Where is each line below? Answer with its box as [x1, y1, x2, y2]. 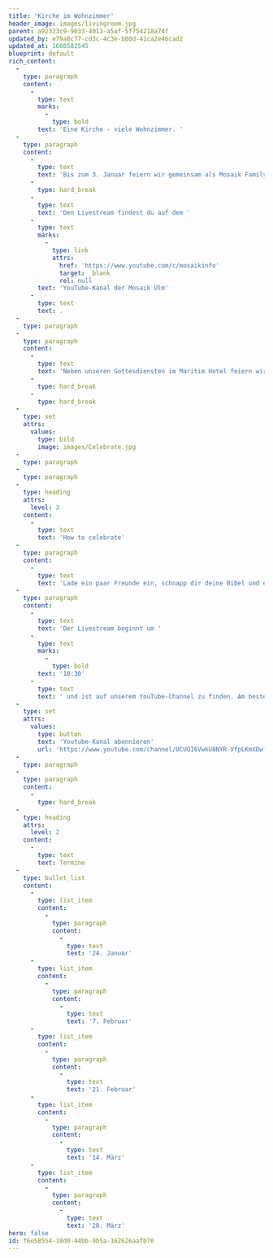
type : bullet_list [23, 873, 85, 882]
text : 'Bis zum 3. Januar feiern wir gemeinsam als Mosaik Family [37, 171, 267, 179]
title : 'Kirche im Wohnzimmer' [8, 11, 115, 20]
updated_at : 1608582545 [8, 42, 89, 50]
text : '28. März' [66, 1221, 126, 1230]
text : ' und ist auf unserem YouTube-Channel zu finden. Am [37, 692, 245, 700]
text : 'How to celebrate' [37, 533, 126, 542]
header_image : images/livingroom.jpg [8, 20, 136, 28]
